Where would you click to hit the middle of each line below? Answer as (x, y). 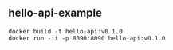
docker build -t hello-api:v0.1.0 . (69, 31)
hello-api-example (55, 13)
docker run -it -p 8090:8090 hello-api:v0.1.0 (87, 38)
